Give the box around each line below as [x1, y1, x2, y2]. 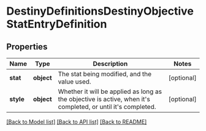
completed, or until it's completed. [58, 102, 156, 111]
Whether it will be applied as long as [58, 87, 162, 96]
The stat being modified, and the [58, 70, 152, 78]
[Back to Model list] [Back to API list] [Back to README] [6, 118, 147, 126]
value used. [58, 77, 91, 86]
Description [93, 60, 128, 68]
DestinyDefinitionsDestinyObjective [6, 4, 194, 18]
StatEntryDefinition [6, 17, 107, 31]
